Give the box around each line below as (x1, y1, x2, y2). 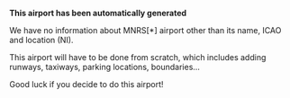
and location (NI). (9, 35, 74, 45)
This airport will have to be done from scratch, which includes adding (9, 52, 267, 62)
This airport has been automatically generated (9, 8, 187, 18)
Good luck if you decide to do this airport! (9, 79, 164, 89)
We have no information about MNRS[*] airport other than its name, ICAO (9, 25, 282, 35)
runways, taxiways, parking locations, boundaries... (9, 62, 201, 72)
